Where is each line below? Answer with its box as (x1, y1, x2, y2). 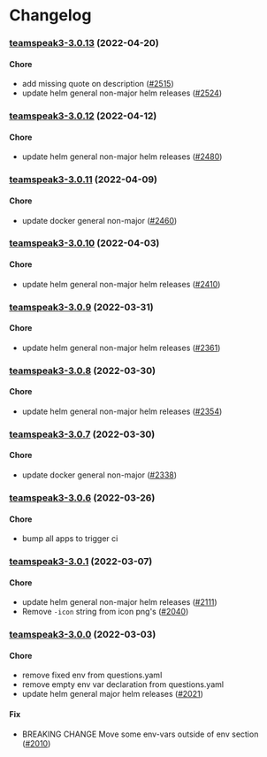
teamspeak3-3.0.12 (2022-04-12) (9, 110, 157, 122)
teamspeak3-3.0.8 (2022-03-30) (9, 364, 156, 377)
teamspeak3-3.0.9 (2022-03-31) (9, 301, 154, 313)
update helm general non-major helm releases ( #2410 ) (21, 279, 221, 289)
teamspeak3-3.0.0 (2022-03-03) (9, 629, 156, 641)
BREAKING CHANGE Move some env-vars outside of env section (21, 729, 259, 739)
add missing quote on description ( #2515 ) (21, 79, 174, 89)
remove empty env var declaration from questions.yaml (21, 679, 224, 690)
